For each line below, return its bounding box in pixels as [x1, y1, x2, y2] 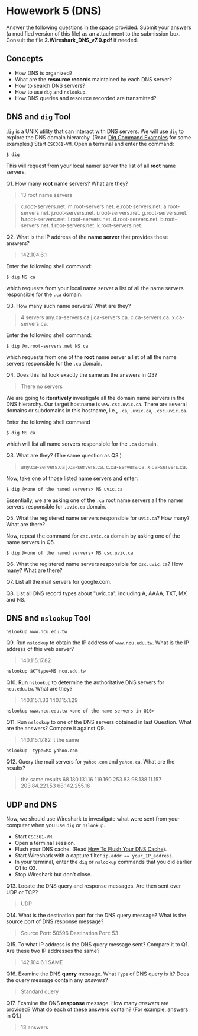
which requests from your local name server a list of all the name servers [6, 284, 184, 291]
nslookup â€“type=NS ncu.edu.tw [6, 669, 86, 675]
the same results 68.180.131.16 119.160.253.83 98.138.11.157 [20, 776, 162, 783]
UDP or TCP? [6, 889, 38, 896]
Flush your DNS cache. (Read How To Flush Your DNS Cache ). [14, 846, 167, 853]
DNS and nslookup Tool [6, 613, 91, 623]
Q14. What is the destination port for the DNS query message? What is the [6, 912, 187, 919]
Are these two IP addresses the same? [6, 948, 100, 955]
